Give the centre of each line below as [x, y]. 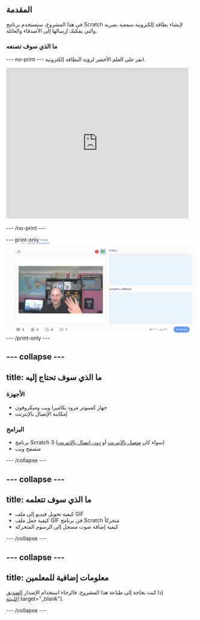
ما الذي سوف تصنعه [32, 46]
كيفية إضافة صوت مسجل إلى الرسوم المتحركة [67, 527]
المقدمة [19, 10]
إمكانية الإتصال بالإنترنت [41, 414]
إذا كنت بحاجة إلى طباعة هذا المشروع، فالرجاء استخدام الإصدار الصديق [85, 592]
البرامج [15, 429]
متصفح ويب [28, 449]
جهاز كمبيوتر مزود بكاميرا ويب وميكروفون [61, 407]
